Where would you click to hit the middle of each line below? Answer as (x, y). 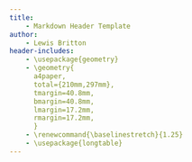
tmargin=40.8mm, (64, 93)
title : (22, 18)
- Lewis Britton (56, 43)
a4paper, (50, 76)
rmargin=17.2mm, (64, 118)
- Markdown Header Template (78, 26)
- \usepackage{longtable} (74, 143)
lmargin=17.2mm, (64, 110)
